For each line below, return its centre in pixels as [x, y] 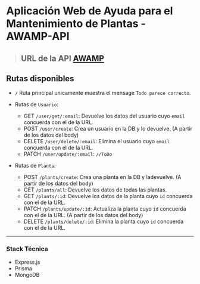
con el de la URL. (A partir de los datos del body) [83, 215]
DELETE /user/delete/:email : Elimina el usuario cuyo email [97, 141]
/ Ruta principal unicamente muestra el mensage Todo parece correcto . [103, 93]
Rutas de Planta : [35, 166]
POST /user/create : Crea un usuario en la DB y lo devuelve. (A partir [108, 129]
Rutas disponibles [40, 78]
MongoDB [27, 274]
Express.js [27, 262]
